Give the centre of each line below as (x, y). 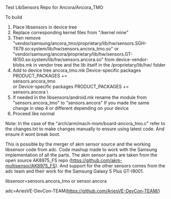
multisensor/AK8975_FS (31, 166)
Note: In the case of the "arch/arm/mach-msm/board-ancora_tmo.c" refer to (85, 123)
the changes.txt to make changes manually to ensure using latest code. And (85, 129)
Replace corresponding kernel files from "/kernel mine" (70, 32)
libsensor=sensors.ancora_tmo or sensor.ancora (56, 181)
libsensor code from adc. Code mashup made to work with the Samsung (81, 149)
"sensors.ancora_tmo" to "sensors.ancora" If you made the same (81, 103)
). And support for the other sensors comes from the (110, 166)
